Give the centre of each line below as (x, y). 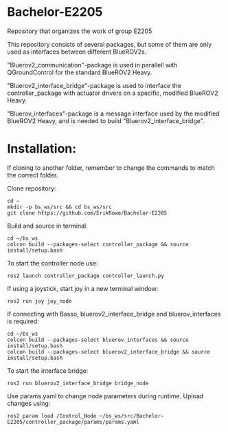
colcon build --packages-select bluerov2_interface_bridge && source (109, 352)
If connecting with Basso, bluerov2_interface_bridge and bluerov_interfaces (114, 314)
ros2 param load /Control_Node (52, 416)
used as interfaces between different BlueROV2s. (77, 52)
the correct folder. (33, 175)
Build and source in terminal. (47, 226)
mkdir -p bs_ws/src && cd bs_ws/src (59, 207)
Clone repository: (32, 188)
